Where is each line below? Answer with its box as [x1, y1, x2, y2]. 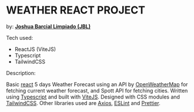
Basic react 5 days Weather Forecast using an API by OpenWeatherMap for [6, 80, 188, 88]
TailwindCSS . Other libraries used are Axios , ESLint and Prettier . [6, 99, 160, 106]
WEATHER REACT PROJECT [6, 4, 146, 17]
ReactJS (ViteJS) [14, 45, 56, 53]
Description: [6, 69, 36, 76]
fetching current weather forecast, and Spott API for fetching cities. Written [6, 87, 188, 94]
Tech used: [6, 34, 34, 41]
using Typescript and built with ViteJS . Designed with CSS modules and [6, 93, 180, 100]
